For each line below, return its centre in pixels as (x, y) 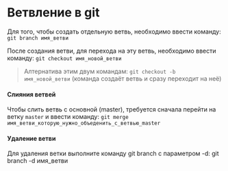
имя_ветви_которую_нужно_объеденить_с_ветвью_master (84, 123)
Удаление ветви (31, 138)
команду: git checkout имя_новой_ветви (64, 58)
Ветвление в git (53, 13)
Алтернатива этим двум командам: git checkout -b (100, 71)
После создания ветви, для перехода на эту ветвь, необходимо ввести (112, 51)
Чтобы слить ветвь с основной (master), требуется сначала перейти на (112, 109)
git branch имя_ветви (38, 38)
